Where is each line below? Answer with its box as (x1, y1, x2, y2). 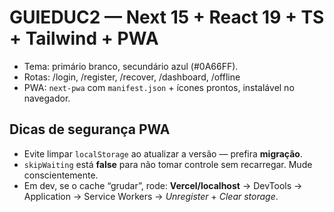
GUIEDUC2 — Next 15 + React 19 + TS (9, 6, 325, 29)
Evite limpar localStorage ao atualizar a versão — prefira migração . (23, 147, 304, 160)
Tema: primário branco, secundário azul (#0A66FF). (23, 60, 239, 72)
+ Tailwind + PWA (9, 27, 159, 50)
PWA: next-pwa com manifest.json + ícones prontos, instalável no (23, 81, 295, 93)
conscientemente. (23, 169, 99, 181)
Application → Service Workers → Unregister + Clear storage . (23, 190, 279, 202)
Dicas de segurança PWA (9, 121, 171, 138)
